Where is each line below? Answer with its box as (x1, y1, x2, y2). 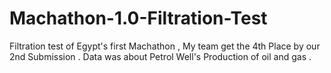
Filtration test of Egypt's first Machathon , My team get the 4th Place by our (9, 40, 321, 52)
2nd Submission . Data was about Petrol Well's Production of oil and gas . (9, 50, 312, 62)
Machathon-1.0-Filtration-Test (9, 7, 268, 30)
